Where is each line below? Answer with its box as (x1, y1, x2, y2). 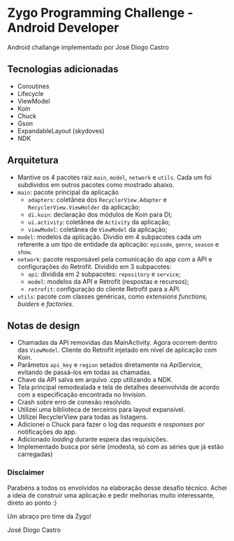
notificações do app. (17, 427, 77, 436)
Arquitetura (7, 154, 59, 166)
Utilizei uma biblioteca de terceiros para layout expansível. (17, 405, 185, 414)
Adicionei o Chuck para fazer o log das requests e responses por (17, 420, 205, 429)
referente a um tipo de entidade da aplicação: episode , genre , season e (17, 240, 219, 248)
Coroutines (17, 82, 50, 90)
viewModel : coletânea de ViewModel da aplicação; (27, 225, 168, 233)
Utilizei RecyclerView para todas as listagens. (17, 413, 148, 421)
